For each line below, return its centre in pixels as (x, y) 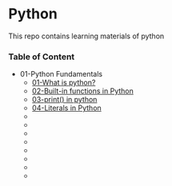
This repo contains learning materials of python (86, 36)
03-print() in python (64, 100)
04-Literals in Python (66, 108)
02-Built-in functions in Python (83, 91)
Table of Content (42, 57)
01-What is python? (64, 83)
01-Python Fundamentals (61, 74)
